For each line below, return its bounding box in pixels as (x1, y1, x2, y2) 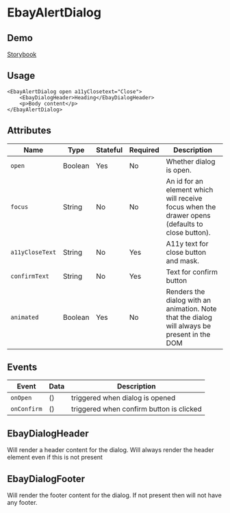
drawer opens (166, 210, 211, 220)
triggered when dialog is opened (71, 393, 176, 403)
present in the (166, 329, 211, 339)
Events (7, 362, 38, 373)
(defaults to (166, 219, 203, 229)
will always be (166, 321, 212, 330)
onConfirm (10, 405, 42, 413)
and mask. (166, 255, 200, 265)
